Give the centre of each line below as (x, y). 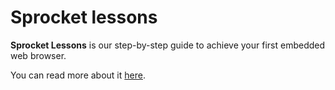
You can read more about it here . (78, 75)
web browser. (38, 55)
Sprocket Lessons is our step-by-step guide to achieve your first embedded (168, 45)
